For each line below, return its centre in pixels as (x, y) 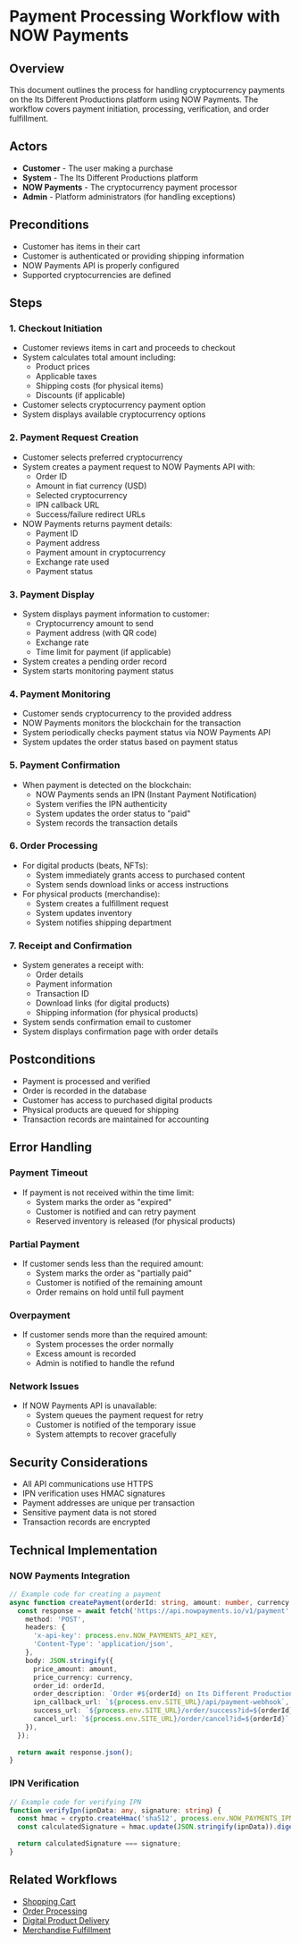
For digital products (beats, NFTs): (85, 865)
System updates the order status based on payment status (130, 742)
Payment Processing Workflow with (145, 17)
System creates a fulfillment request (102, 903)
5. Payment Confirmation (65, 765)
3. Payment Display (52, 594)
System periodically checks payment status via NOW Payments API (146, 733)
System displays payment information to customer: (116, 614)
